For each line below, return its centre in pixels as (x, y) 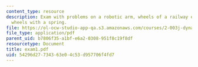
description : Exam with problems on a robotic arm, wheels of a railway (97, 17)
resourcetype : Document (35, 44)
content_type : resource (35, 11)
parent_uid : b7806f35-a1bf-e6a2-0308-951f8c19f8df (70, 38)
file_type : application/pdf (41, 33)
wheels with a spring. (39, 22)
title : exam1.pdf (27, 50)
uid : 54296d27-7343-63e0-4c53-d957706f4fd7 (60, 55)
